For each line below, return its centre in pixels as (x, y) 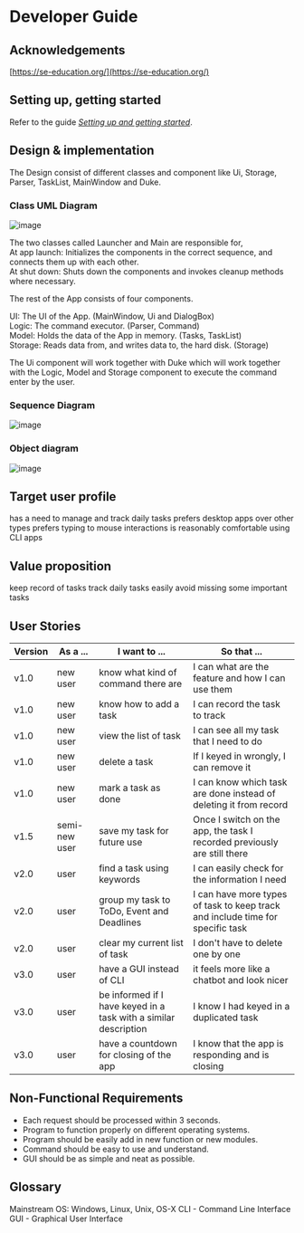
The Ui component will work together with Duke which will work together (145, 362)
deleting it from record (240, 805)
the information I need (240, 879)
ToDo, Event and (134, 911)
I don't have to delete (238, 942)
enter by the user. (42, 381)
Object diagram (44, 448)
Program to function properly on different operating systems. (136, 1130)
